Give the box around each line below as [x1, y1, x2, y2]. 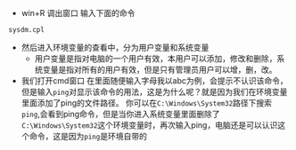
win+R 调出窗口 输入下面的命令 [21, 8, 136, 18]
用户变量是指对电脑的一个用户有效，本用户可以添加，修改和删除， [34, 53, 277, 64]
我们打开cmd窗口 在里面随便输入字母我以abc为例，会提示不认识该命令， [21, 75, 288, 86]
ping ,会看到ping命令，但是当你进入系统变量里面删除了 [21, 109, 220, 119]
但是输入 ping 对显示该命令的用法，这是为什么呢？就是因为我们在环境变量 [21, 87, 288, 97]
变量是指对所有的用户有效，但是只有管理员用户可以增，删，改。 [42, 65, 277, 75]
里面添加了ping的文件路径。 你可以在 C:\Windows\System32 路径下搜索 [21, 98, 273, 108]
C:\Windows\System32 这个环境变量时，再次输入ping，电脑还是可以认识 [21, 120, 278, 130]
